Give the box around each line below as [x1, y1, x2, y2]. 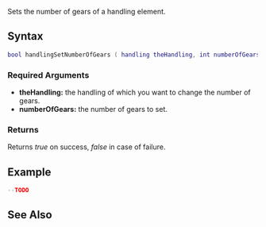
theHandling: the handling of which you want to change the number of [18, 87, 251, 97]
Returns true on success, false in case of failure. [7, 142, 166, 152]
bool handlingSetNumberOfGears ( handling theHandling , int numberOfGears [7, 51, 260, 59]
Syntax [7, 29, 44, 43]
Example [7, 165, 52, 179]
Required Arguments [7, 69, 90, 80]
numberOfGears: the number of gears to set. [18, 104, 168, 113]
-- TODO [7, 187, 29, 194]
